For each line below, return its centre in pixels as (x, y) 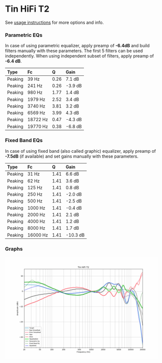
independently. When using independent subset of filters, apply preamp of (80, 56)
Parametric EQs (24, 35)
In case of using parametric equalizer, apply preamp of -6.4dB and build (77, 46)
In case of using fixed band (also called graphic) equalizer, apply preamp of (81, 151)
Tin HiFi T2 (27, 9)
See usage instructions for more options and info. (55, 22)
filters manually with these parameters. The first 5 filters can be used (74, 51)
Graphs (14, 249)
